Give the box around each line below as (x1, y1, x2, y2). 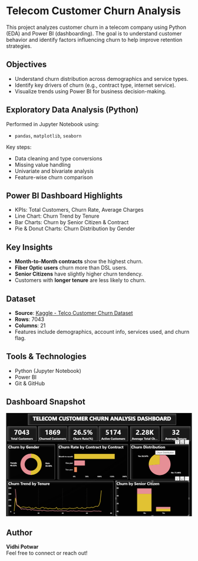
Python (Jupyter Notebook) (14, 367, 81, 374)
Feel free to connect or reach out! (6, 550, 88, 557)
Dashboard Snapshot (6, 397, 85, 407)
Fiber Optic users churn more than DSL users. (14, 264, 128, 271)
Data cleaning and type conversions (14, 155, 103, 162)
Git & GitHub (14, 379, 45, 387)
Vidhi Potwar (6, 543, 39, 550)
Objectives (6, 60, 47, 70)
